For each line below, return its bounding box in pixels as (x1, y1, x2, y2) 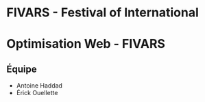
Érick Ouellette (16, 89, 58, 97)
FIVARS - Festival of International (6, 5, 200, 21)
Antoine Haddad (16, 81, 63, 90)
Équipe (6, 63, 37, 75)
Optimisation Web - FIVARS (6, 36, 166, 52)
